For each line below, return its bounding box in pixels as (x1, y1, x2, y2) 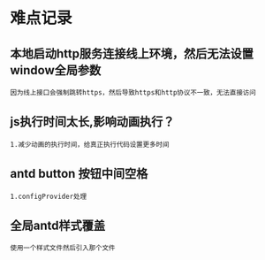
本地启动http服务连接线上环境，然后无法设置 (10, 46, 254, 61)
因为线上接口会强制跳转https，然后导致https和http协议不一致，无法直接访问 (10, 88, 257, 97)
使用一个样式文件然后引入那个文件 (10, 244, 116, 253)
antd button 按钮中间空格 (10, 166, 148, 181)
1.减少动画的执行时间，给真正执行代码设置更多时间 (10, 140, 170, 149)
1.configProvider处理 (10, 192, 87, 201)
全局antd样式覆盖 (10, 218, 105, 233)
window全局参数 (10, 63, 102, 78)
